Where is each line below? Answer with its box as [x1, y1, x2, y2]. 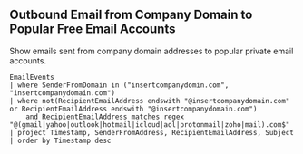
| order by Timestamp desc [9, 136, 112, 145]
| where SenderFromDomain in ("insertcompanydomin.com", [9, 81, 230, 90]
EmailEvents [9, 72, 54, 82]
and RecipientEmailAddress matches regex [25, 112, 184, 121]
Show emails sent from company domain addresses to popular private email [9, 45, 294, 56]
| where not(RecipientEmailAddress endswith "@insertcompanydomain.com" [9, 96, 290, 105]
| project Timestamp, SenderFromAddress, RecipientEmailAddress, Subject [9, 128, 295, 137]
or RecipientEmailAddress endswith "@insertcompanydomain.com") [9, 104, 258, 113]
